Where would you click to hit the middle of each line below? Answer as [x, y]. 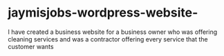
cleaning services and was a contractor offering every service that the [108, 39]
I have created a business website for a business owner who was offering [113, 32]
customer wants [31, 46]
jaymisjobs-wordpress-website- [103, 13]
